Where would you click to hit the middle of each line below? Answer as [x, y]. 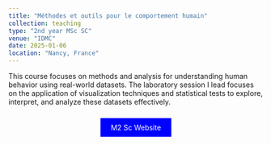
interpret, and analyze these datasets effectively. [90, 102]
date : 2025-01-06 [38, 46]
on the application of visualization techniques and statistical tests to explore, [135, 93]
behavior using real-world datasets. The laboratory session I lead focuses [131, 85]
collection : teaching [45, 23]
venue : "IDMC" [32, 38]
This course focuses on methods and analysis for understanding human [128, 76]
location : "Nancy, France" [54, 53]
